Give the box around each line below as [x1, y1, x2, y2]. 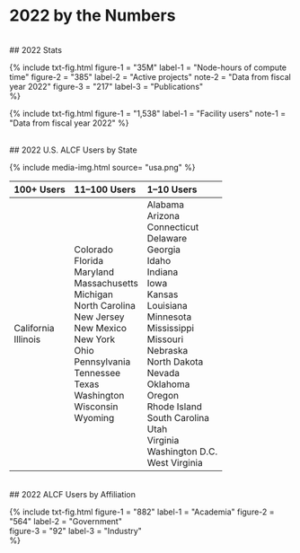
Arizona [146, 209, 180, 222]
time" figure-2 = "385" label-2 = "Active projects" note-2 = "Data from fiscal [9, 71, 292, 82]
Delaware [146, 232, 188, 244]
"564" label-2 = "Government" [9, 515, 123, 526]
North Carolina [74, 299, 137, 312]
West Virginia [146, 456, 204, 469]
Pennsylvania [74, 355, 131, 368]
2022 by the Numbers [9, 5, 176, 26]
